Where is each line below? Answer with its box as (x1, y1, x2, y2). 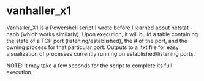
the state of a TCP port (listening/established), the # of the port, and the (6, 37, 188, 44)
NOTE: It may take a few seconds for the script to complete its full (6, 62, 173, 69)
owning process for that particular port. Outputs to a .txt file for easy (6, 44, 179, 51)
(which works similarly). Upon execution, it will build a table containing (20, 30, 198, 37)
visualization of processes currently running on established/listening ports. (6, 50, 195, 57)
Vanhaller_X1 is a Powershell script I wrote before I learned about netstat (6, 24, 189, 31)
